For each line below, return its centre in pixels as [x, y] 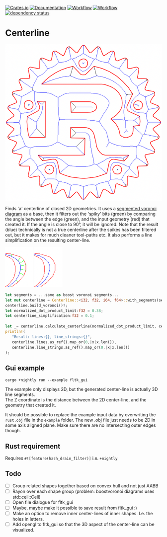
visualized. [23, 530]
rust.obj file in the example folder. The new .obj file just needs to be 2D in [80, 420]
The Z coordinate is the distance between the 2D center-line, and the [76, 400]
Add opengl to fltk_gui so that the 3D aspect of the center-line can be [83, 525]
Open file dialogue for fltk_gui [43, 502]
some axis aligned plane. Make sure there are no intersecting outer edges [81, 425]
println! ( [15, 332]
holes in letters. [28, 519]
